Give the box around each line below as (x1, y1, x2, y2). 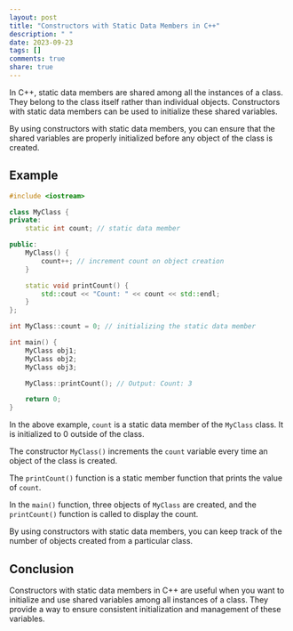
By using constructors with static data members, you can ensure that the (9, 123, 275, 133)
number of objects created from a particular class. (9, 536, 194, 546)
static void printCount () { (25, 281, 129, 290)
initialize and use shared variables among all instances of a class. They (9, 595, 269, 605)
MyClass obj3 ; (25, 362, 77, 372)
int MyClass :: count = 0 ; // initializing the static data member (9, 322, 256, 331)
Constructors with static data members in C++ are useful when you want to (9, 585, 285, 595)
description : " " (9, 29, 74, 38)
